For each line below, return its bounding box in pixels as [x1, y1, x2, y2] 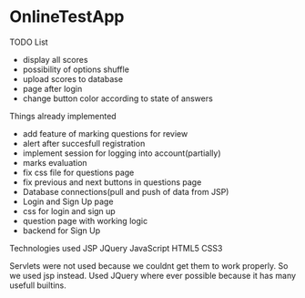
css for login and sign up [22, 205, 116, 216]
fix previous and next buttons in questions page [22, 176, 202, 188]
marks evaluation [22, 157, 88, 168]
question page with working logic [22, 215, 148, 226]
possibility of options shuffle [22, 64, 130, 75]
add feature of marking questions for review [22, 128, 188, 139]
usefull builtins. [9, 280, 66, 291]
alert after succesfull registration [22, 138, 146, 149]
